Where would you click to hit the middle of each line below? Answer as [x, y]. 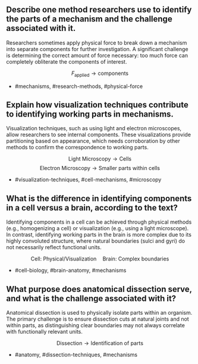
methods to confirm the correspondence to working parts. [77, 148]
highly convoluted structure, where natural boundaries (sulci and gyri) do [96, 241]
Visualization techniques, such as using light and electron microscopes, [94, 128]
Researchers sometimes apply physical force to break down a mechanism [97, 43]
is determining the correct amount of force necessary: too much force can [97, 55]
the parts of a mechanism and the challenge [89, 19]
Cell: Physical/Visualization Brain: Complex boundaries [100, 259]
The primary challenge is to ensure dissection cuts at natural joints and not [98, 319]
